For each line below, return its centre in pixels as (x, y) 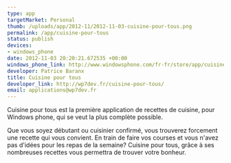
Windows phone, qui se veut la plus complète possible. (85, 117)
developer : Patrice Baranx (46, 71)
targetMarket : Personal (41, 20)
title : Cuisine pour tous (44, 77)
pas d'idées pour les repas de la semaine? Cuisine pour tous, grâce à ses (111, 145)
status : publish (30, 39)
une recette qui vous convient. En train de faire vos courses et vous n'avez (113, 138)
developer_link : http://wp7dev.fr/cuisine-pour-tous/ (86, 84)
